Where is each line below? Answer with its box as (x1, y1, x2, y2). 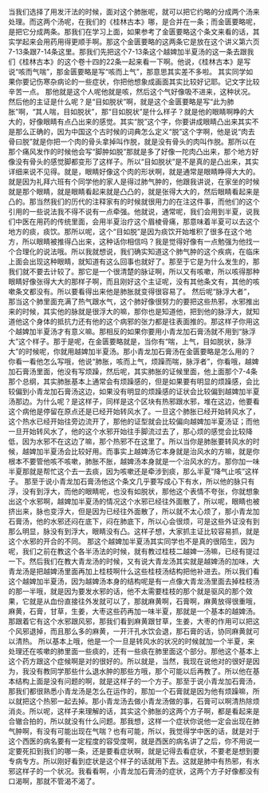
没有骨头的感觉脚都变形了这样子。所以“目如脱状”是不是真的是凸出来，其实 (14, 157, 259, 166)
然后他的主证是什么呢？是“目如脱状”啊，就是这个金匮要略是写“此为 (8, 97, 227, 106)
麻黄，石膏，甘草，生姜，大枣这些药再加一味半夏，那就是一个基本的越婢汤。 (8, 607, 260, 616)
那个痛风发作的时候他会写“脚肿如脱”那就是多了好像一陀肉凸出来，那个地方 (8, 147, 253, 156)
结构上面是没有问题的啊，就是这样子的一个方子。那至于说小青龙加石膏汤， (14, 676, 260, 686)
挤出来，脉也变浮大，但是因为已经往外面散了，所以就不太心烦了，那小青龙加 (8, 507, 260, 516)
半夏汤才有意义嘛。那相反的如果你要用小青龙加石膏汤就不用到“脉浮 (35, 327, 257, 336)
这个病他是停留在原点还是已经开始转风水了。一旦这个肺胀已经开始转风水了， (8, 407, 260, 416)
